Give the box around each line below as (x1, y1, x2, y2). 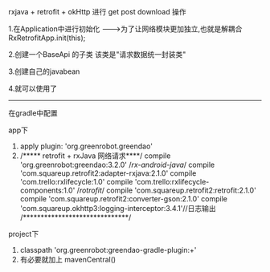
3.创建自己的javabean (8, 67, 80, 76)
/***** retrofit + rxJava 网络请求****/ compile (19, 151, 171, 160)
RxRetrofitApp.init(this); (8, 33, 86, 43)
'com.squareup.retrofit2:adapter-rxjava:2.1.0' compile (19, 168, 197, 178)
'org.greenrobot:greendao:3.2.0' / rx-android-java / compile (19, 160, 215, 169)
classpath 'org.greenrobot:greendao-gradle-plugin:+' (19, 246, 197, 254)
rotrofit (79, 185, 103, 195)
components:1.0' (19, 185, 76, 195)
